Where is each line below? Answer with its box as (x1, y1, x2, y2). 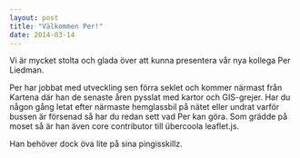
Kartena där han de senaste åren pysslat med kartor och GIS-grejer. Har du (9, 92, 291, 103)
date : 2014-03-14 (9, 30, 75, 39)
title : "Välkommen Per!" (9, 22, 104, 31)
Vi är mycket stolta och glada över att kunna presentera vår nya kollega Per (9, 55, 291, 66)
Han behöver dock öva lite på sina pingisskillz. (9, 138, 184, 150)
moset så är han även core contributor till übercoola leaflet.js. (9, 121, 239, 132)
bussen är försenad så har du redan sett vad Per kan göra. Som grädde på (9, 111, 288, 123)
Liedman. (9, 64, 45, 75)
